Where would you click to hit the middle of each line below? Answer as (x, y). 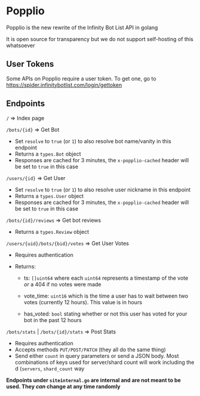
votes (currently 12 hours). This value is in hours (83, 302)
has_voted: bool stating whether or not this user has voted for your (105, 314)
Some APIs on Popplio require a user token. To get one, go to (81, 78)
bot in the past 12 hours (53, 320)
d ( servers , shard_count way (50, 369)
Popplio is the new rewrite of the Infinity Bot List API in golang (82, 27)
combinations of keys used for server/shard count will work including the (104, 362)
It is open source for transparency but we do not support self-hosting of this (100, 39)
